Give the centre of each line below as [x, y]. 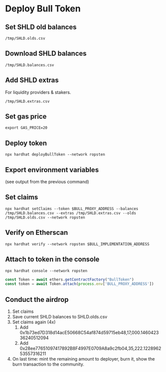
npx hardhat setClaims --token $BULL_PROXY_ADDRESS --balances [72, 209]
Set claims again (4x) [34, 322]
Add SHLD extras [32, 80]
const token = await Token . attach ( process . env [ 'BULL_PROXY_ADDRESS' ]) [80, 284]
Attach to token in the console [53, 260]
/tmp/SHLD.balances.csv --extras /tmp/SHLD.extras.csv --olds [71, 213]
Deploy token [26, 143]
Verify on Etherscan [37, 233]
